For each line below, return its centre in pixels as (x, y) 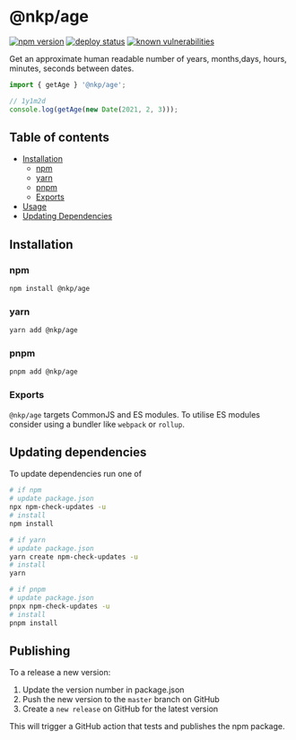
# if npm (26, 490)
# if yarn (28, 540)
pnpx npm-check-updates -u (60, 606)
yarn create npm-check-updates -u (74, 557)
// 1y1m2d (28, 101)
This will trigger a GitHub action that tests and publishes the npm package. (147, 727)
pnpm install (34, 623)
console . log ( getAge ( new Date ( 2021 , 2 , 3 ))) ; (94, 110)
